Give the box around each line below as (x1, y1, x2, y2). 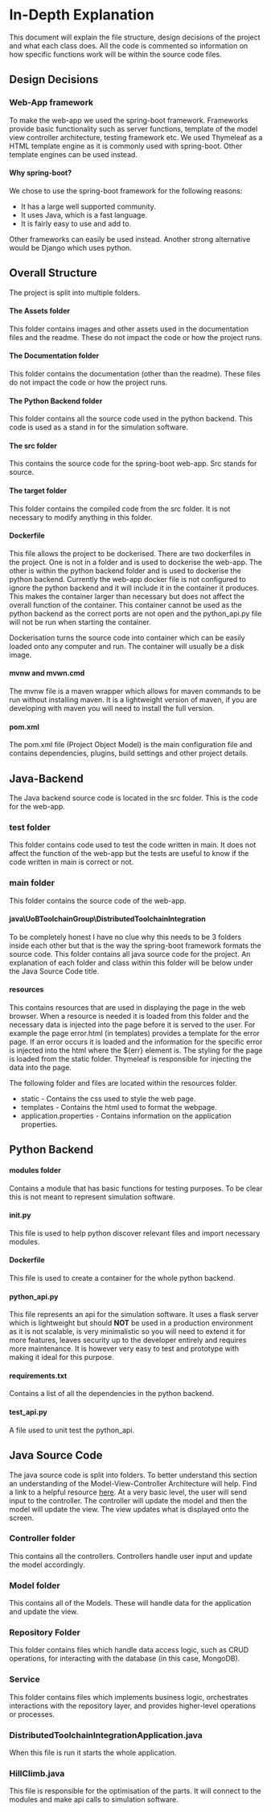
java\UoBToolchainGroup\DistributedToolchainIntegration (9, 914, 206, 924)
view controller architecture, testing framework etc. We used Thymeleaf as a (9, 132, 263, 142)
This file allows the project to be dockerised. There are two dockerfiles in (9, 548, 252, 558)
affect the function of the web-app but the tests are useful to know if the (9, 849, 249, 858)
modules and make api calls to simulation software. (9, 1795, 179, 1805)
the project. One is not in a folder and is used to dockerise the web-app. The (9, 557, 262, 567)
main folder (9, 877, 55, 888)
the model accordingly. (9, 1560, 85, 1569)
